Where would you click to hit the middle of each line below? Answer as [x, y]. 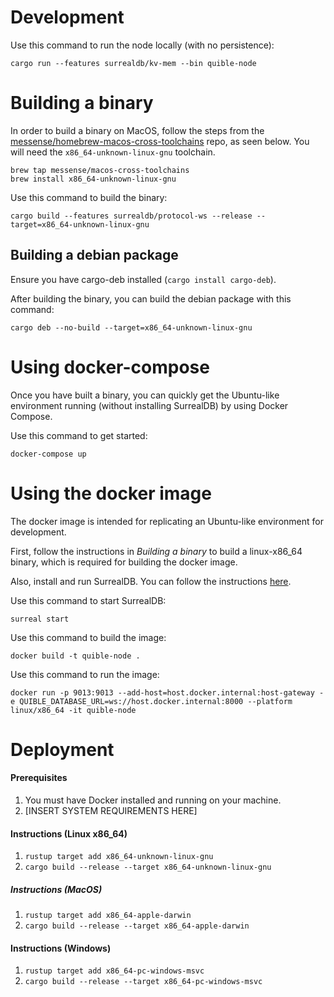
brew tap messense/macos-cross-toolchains [100, 170]
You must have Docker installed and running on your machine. [153, 800]
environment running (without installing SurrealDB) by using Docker [149, 405]
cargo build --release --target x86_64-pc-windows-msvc [143, 982]
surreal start [40, 619]
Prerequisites [39, 778]
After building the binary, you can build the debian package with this [151, 298]
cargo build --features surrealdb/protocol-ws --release [131, 216]
